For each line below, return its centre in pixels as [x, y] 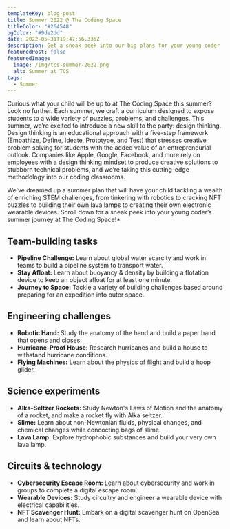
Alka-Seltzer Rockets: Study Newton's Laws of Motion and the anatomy [120, 408]
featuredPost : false [37, 52]
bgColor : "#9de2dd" [35, 33]
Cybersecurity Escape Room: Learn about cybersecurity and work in [116, 483]
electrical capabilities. [48, 505]
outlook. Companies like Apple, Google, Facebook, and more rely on [104, 155]
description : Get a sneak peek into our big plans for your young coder [114, 46]
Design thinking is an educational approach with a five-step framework [108, 133]
